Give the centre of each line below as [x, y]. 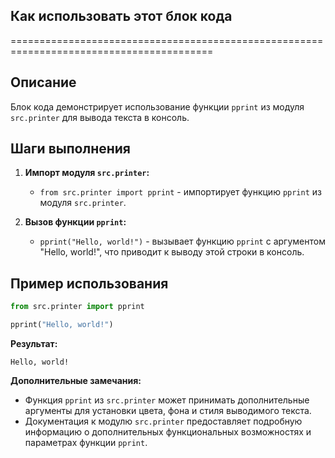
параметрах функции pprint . [86, 442]
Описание [43, 82]
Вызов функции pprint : [75, 222]
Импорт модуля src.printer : [87, 173]
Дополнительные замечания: [76, 380]
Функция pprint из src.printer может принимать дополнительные [167, 400]
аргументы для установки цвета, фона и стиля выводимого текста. [168, 410]
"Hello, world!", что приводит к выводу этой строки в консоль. [172, 252]
